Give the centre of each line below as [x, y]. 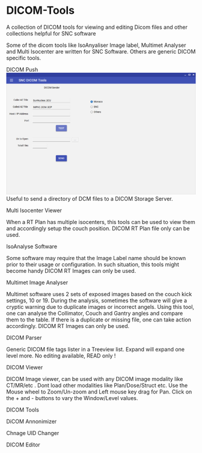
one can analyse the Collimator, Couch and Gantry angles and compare [95, 314]
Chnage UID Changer [33, 433]
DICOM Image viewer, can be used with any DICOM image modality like [95, 379]
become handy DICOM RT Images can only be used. [71, 271]
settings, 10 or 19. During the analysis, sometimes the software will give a [97, 300]
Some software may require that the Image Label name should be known [96, 258]
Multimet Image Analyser [37, 282]
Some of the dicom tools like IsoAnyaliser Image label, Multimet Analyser [96, 45]
